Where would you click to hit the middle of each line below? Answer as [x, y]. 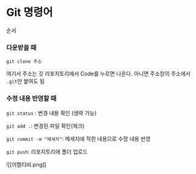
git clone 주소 [24, 62]
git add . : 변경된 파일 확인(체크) [45, 125]
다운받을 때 [21, 47]
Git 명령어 [30, 12]
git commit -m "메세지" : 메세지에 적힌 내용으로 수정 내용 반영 [79, 139]
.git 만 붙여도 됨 [25, 81]
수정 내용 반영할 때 [31, 99]
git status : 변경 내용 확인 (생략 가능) [51, 113]
